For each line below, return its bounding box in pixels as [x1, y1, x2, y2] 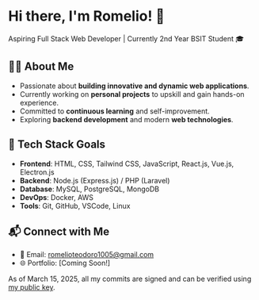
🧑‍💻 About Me [8, 60, 74, 74]
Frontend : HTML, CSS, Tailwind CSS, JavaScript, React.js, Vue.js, [19, 159, 234, 168]
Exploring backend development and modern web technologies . [19, 114, 234, 124]
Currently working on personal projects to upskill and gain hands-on [19, 89, 245, 98]
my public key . [8, 283, 55, 292]
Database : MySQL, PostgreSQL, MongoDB [19, 184, 160, 194]
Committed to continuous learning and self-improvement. [19, 106, 210, 116]
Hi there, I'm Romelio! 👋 [8, 7, 165, 25]
